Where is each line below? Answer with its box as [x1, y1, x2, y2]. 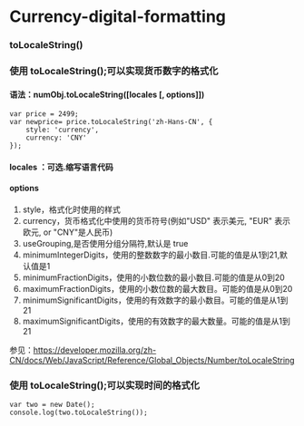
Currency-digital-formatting [9, 6, 227, 27]
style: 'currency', [25, 125, 100, 135]
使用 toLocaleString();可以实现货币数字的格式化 [9, 65, 219, 78]
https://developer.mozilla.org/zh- [33, 344, 157, 355]
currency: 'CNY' [25, 133, 88, 142]
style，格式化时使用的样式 [22, 204, 121, 215]
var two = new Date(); [9, 401, 95, 410]
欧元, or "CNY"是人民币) [22, 227, 113, 237]
